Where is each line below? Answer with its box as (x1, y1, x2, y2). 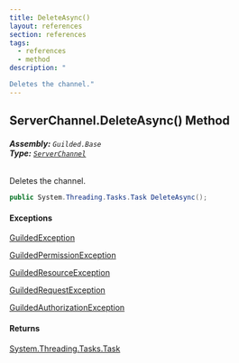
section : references (9, 30, 87, 39)
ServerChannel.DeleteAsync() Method (9, 113, 230, 129)
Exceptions (9, 213, 52, 223)
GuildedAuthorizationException (9, 303, 125, 313)
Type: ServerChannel (9, 148, 87, 159)
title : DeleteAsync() (9, 13, 91, 23)
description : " (9, 64, 67, 73)
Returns (9, 323, 41, 334)
